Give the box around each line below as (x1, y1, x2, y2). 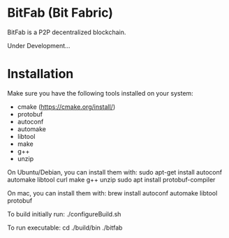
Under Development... (7, 41, 71, 50)
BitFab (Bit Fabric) (7, 5, 114, 21)
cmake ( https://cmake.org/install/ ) (17, 103, 116, 111)
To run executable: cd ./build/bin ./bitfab (7, 223, 123, 232)
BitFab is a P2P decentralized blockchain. (7, 28, 126, 36)
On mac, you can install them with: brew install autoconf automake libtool (7, 188, 218, 197)
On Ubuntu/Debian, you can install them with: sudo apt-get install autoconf (7, 168, 222, 176)
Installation (7, 66, 74, 82)
